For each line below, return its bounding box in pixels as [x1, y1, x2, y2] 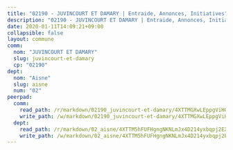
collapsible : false [7, 29, 64, 37]
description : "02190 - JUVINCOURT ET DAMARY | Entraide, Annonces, [7, 17, 207, 24]
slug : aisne [13, 81, 49, 88]
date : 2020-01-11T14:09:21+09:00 [7, 23, 104, 30]
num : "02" [13, 87, 42, 94]
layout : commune [7, 36, 54, 43]
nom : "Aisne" [13, 74, 51, 82]
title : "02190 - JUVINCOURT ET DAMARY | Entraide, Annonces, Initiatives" [7, 10, 228, 17]
